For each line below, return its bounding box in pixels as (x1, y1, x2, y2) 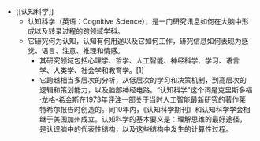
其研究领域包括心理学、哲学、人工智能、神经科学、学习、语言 (39, 56, 240, 65)
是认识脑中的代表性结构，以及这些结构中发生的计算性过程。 (39, 125, 233, 133)
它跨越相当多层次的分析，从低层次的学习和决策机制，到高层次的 (39, 75, 247, 85)
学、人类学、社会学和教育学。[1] (39, 66, 144, 74)
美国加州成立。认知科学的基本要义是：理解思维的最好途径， (53, 114, 247, 124)
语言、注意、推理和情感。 (41, 46, 124, 55)
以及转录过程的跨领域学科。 (34, 27, 124, 35)
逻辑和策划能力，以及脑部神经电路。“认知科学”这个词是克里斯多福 (39, 85, 253, 94)
